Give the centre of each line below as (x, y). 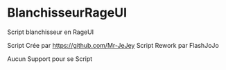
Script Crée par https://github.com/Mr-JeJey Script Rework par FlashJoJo (113, 45)
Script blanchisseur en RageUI (51, 32)
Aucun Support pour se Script (50, 59)
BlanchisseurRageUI (67, 13)
